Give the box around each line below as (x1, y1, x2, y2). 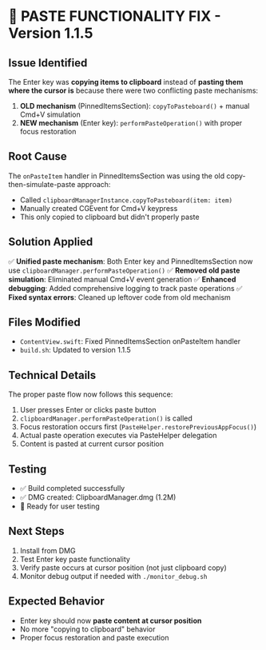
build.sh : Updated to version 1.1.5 (19, 345, 132, 355)
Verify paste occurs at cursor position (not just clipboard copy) (19, 563, 228, 572)
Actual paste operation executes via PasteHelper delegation (19, 431, 217, 441)
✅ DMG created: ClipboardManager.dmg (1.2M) (19, 492, 177, 502)
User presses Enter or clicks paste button (19, 405, 157, 415)
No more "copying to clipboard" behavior (19, 624, 156, 634)
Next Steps (8, 524, 65, 538)
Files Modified (8, 316, 81, 329)
